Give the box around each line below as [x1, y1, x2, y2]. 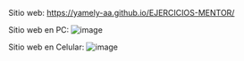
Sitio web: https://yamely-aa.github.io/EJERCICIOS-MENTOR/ [8, 8, 235, 18]
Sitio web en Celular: [8, 42, 85, 52]
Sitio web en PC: [8, 25, 70, 34]
